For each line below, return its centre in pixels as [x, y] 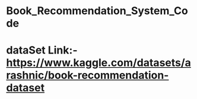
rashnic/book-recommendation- [88, 75]
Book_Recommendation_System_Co [97, 11]
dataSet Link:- [42, 50]
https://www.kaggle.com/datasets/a [99, 63]
